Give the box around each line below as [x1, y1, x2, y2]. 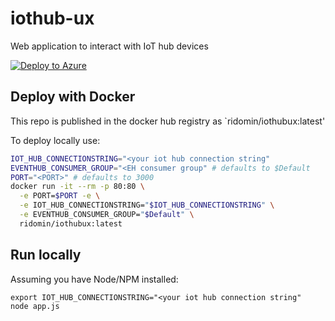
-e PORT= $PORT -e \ [19, 191, 101, 201]
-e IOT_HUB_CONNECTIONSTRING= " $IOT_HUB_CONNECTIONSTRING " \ [19, 200, 275, 211]
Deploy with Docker [10, 88, 136, 106]
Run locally [10, 247, 82, 264]
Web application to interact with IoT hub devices [10, 40, 209, 52]
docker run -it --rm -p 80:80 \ [10, 182, 145, 192]
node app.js [10, 301, 60, 311]
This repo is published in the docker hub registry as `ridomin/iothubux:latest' [10, 115, 326, 127]
